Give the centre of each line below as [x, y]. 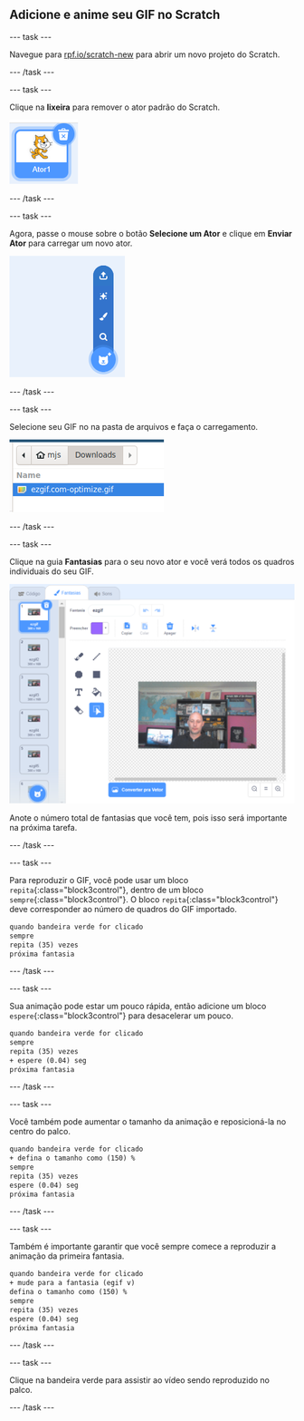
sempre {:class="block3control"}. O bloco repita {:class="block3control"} [144, 899]
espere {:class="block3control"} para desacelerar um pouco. [121, 1016]
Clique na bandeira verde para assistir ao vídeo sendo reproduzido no [139, 1380]
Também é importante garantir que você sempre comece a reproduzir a [143, 1246]
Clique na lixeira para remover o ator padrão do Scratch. [114, 107]
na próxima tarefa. [43, 827]
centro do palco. [40, 1131]
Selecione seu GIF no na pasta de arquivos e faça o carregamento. [134, 426]
